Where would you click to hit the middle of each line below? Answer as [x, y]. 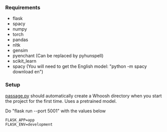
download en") [28, 72]
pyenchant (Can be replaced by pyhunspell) [58, 56]
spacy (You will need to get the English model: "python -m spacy [80, 66]
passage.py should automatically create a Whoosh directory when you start [83, 96]
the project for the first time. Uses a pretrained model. [61, 101]
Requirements [23, 8]
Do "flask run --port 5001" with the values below [56, 111]
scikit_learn [24, 61]
